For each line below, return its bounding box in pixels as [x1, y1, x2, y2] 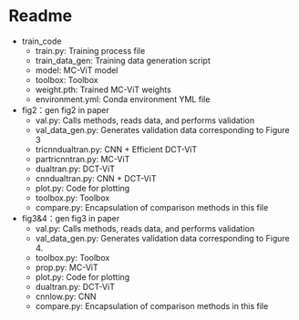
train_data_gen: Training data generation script [35, 55, 211, 66]
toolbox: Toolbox [35, 74, 98, 85]
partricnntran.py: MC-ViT [35, 153, 130, 164]
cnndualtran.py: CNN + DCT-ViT [35, 172, 157, 183]
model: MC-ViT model [35, 65, 119, 76]
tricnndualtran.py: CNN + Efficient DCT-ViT [35, 143, 198, 155]
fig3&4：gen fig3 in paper [21, 212, 120, 223]
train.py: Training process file [35, 45, 146, 56]
